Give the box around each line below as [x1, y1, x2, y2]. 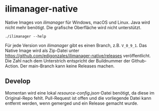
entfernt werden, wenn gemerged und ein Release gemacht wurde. [5, 100, 139, 106]
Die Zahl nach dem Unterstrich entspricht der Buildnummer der [5, 58, 130, 63]
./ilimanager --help [5, 34, 47, 39]
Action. [5, 63, 19, 69]
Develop [5, 77, 30, 85]
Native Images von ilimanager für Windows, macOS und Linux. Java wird [5, 19, 150, 25]
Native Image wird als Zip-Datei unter [5, 48, 80, 53]
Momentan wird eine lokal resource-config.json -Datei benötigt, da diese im [5, 90, 155, 95]
